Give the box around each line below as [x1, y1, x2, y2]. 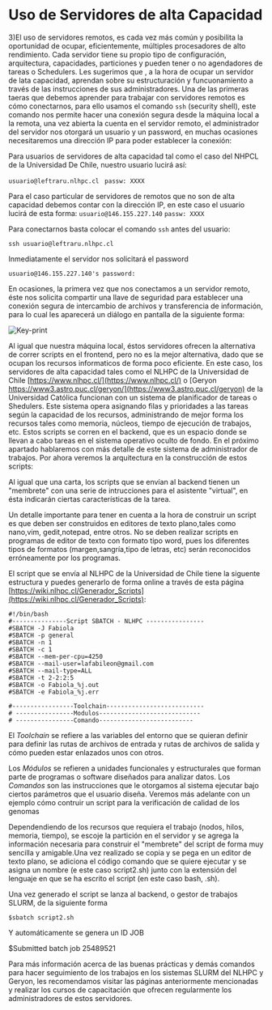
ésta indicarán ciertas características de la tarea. [8, 494, 172, 503]
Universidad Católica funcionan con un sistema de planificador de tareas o [8, 393, 257, 402]
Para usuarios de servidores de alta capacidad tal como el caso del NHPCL [8, 151, 259, 161]
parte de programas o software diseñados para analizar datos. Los [8, 771, 231, 782]
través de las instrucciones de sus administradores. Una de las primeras [8, 83, 249, 94]
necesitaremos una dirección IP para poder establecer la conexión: [8, 135, 232, 145]
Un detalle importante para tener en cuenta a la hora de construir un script [8, 510, 257, 520]
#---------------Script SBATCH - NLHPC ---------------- [8, 617, 205, 625]
